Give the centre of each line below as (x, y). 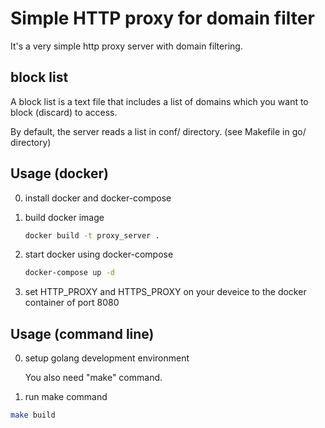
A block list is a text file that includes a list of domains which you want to (159, 101)
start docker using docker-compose (99, 254)
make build (33, 415)
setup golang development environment (107, 358)
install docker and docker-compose (98, 198)
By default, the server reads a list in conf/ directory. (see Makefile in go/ (158, 131)
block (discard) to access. (64, 112)
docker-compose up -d (69, 273)
